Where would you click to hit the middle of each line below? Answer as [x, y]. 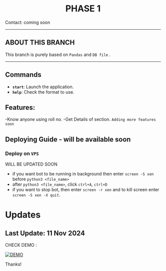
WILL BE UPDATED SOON [31, 164]
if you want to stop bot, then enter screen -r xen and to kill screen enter [86, 190]
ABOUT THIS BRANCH [40, 43]
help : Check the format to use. [43, 92]
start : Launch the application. [43, 87]
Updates [23, 215]
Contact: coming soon [28, 22]
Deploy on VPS [22, 153]
